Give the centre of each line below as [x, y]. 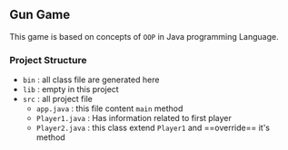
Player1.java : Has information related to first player [134, 118]
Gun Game [40, 15]
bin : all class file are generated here [91, 80]
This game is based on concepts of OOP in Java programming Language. [144, 36]
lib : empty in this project [71, 89]
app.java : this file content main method [109, 108]
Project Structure [48, 60]
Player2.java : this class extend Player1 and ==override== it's [153, 128]
